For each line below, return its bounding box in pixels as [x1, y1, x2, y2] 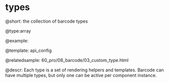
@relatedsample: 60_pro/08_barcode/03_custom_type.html [5, 57, 129, 63]
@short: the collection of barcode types [5, 18, 88, 24]
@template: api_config [5, 47, 52, 53]
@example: [5, 37, 29, 44]
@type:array [5, 28, 31, 34]
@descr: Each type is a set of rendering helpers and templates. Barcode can [5, 67, 164, 73]
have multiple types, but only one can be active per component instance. [5, 72, 157, 78]
